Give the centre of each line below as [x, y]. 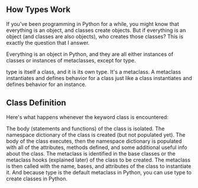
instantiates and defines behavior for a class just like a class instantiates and [99, 78]
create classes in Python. [37, 179]
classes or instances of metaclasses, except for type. [71, 60]
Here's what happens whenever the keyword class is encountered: [87, 117]
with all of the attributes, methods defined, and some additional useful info [97, 147]
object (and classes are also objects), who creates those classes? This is [95, 36]
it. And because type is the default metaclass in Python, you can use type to [99, 172]
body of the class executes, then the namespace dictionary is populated [94, 141]
